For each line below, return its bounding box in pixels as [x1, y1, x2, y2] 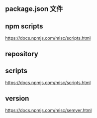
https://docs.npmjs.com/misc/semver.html [5, 108, 92, 114]
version [5, 94, 29, 103]
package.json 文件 [5, 4, 63, 13]
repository [5, 49, 39, 58]
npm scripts [5, 22, 43, 30]
